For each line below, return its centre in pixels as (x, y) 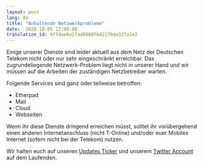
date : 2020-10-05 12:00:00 (42, 29)
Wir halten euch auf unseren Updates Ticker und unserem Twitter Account (100, 151)
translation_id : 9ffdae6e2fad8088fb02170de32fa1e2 (72, 35)
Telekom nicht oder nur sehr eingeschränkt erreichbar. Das (80, 59)
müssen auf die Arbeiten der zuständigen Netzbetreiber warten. (87, 71)
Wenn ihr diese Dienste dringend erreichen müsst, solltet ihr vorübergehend (102, 126)
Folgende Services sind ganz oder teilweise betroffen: (74, 84)
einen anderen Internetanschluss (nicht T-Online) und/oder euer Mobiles (98, 133)
